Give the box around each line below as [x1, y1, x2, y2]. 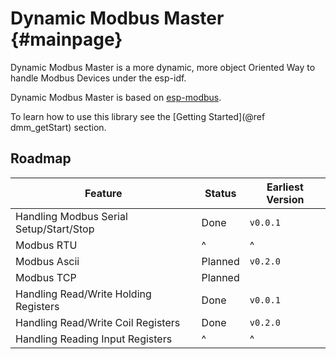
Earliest [266, 180, 304, 194]
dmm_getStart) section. [10, 121, 107, 133]
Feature [84, 186, 123, 200]
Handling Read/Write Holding [15, 287, 152, 301]
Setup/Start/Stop [15, 222, 95, 236]
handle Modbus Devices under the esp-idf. [10, 72, 187, 84]
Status [204, 186, 237, 200]
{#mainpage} [10, 28, 123, 51]
